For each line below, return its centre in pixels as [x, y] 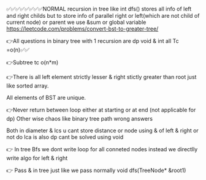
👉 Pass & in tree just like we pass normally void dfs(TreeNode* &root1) [96, 170]
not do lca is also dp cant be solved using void [65, 137]
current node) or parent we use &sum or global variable [76, 22]
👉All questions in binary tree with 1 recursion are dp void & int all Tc [93, 41]
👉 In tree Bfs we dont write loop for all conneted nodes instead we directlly [102, 149]
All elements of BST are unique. [46, 98]
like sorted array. [28, 86]
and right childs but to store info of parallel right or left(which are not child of [103, 16]
